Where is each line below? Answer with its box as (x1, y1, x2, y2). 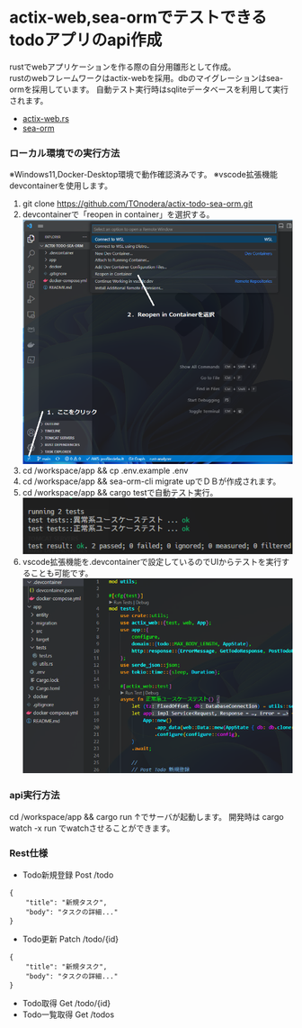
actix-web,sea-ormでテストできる (9, 7, 268, 28)
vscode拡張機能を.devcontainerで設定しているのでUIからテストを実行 (22, 556, 282, 567)
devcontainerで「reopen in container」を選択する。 (22, 209, 215, 220)
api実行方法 (9, 789, 60, 802)
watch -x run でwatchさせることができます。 (9, 823, 175, 833)
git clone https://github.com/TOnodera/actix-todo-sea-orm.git (22, 198, 253, 209)
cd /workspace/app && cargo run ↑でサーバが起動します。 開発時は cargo (9, 811, 285, 822)
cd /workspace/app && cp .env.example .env (22, 465, 189, 476)
